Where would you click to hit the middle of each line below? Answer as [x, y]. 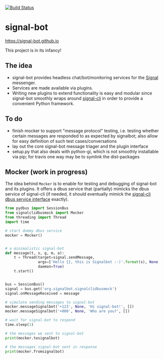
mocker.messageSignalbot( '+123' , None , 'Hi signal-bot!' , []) [70, 307]
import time [17, 222]
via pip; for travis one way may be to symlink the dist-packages [76, 157]
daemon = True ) [51, 267]
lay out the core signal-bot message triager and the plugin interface [80, 146]
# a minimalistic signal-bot [35, 248]
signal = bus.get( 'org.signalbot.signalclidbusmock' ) [61, 289]
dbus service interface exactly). [37, 199]
